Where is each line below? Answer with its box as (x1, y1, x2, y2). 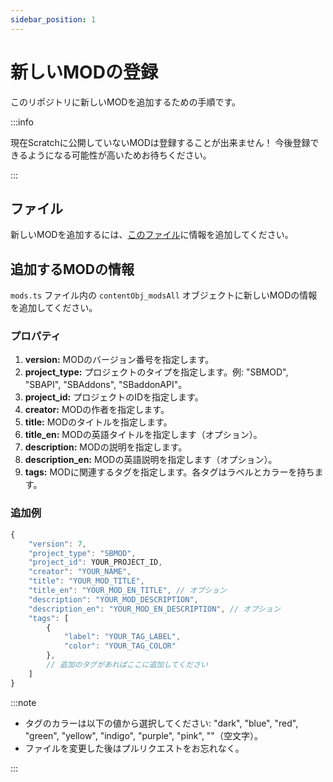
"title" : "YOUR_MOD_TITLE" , (28, 576, 145, 586)
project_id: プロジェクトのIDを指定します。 (24, 391, 204, 403)
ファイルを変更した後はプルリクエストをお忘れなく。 (24, 742, 245, 754)
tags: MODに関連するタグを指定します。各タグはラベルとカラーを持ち (24, 466, 315, 478)
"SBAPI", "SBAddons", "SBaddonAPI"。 (24, 379, 188, 391)
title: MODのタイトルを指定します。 (24, 416, 173, 428)
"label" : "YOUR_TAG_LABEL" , (63, 632, 182, 642)
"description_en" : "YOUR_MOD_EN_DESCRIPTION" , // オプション (28, 604, 281, 614)
